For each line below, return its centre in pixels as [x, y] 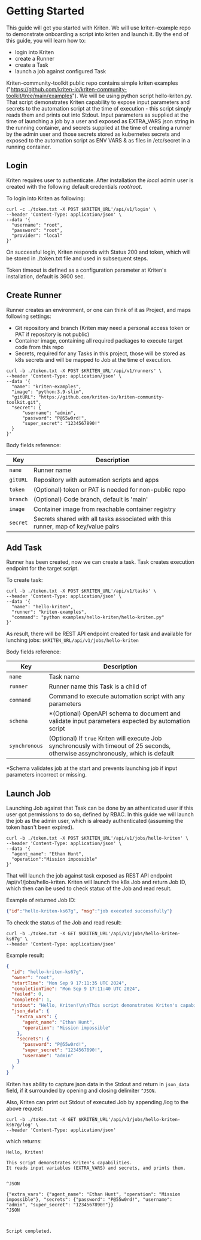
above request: [25, 1108]
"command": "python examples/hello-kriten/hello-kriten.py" [88, 617]
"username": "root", [37, 225]
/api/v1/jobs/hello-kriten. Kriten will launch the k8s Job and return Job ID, [96, 882]
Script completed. [29, 1231]
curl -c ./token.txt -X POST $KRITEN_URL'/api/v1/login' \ [81, 209]
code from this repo [39, 347]
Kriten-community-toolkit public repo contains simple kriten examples [92, 83]
